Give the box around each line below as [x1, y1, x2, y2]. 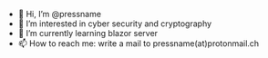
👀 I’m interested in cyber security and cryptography [17, 18, 212, 29]
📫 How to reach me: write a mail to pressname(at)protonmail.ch [17, 38, 260, 49]
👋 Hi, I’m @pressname [17, 9, 102, 19]
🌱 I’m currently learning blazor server [17, 28, 158, 38]
